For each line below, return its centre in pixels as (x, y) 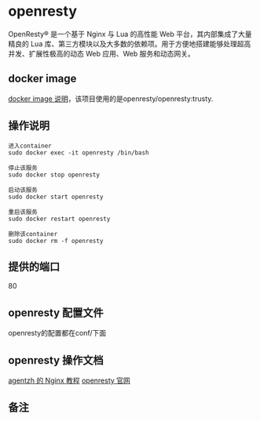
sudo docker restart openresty (59, 219)
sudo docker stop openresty (54, 175)
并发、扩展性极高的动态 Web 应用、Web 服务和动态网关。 (101, 53)
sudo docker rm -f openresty (56, 241)
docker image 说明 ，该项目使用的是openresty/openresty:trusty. (111, 98)
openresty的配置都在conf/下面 (57, 333)
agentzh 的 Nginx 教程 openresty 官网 (70, 380)
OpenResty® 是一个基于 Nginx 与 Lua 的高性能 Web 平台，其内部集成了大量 (130, 34)
